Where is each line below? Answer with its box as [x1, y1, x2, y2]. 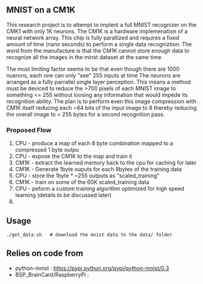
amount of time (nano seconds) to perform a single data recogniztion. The [6, 40, 192, 48]
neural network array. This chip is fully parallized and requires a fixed [6, 34, 179, 41]
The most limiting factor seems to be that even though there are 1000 [6, 65, 180, 73]
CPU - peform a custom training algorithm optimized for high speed [15, 185, 184, 193]
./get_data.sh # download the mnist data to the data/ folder [6, 232, 173, 238]
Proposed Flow [6, 126, 52, 134]
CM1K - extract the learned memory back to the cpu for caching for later [15, 159, 197, 166]
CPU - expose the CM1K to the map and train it [15, 152, 132, 160]
